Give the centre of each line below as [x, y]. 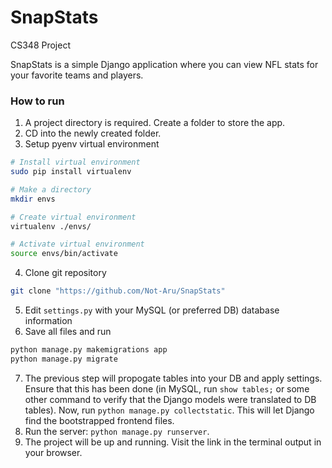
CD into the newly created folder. [93, 133]
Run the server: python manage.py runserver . [117, 431]
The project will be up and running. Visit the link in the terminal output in [173, 442]
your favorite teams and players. [77, 75]
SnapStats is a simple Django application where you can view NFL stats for [164, 64]
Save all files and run [68, 332]
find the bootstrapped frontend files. [99, 420]
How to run [37, 101]
